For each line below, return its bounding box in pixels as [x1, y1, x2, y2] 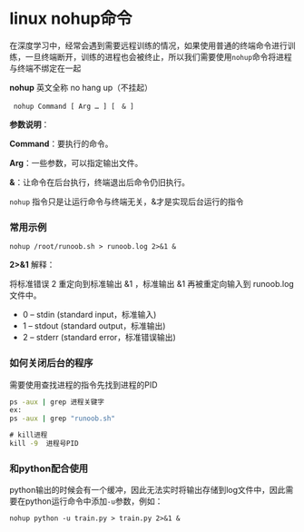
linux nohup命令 [9, 8, 133, 29]
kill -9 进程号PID [9, 439, 79, 448]
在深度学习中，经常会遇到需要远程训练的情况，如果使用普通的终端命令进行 [9, 40, 288, 51]
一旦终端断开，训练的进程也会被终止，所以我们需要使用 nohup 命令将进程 [25, 51, 292, 62]
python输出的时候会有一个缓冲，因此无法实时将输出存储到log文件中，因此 [9, 485, 286, 496]
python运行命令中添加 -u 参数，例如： [25, 496, 163, 507]
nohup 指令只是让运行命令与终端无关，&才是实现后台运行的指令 [9, 196, 244, 207]
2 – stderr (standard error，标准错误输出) [22, 332, 177, 343]
